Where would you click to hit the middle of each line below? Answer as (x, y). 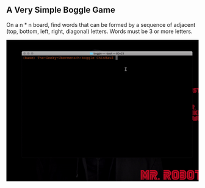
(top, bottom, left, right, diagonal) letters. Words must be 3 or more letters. (99, 31)
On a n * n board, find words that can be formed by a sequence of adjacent (101, 24)
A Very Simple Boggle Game (61, 10)
